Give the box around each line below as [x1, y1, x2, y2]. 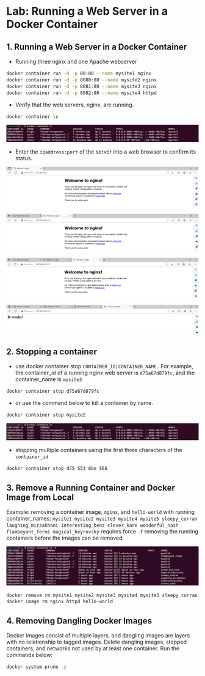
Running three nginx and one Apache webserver [15, 58, 137, 65]
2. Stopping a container [6, 347, 98, 357]
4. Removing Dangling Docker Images [6, 615, 153, 626]
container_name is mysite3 [15, 376, 82, 383]
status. [15, 154, 32, 162]
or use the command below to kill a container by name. [15, 399, 154, 407]
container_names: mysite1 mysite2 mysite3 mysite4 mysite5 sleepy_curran [6, 515, 198, 522]
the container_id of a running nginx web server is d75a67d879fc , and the [15, 369, 195, 377]
